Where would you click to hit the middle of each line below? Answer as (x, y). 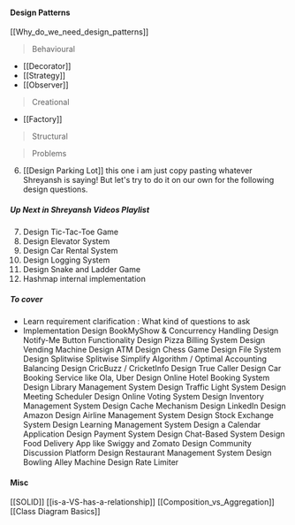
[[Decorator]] (47, 66)
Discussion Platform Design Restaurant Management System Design (147, 453)
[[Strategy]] (44, 76)
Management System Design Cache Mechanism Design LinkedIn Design (154, 406)
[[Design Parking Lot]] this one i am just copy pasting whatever (137, 171)
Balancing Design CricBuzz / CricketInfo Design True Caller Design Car (152, 369)
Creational (50, 103)
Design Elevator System (66, 241)
